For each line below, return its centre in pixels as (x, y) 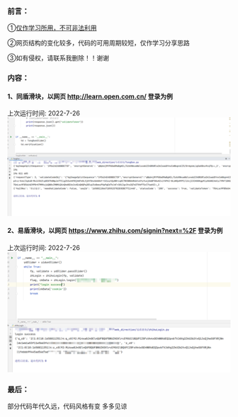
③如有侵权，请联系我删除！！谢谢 (58, 58)
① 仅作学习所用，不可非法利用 (52, 28)
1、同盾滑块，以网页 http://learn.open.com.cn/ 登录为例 (90, 96)
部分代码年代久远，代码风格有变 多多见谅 (67, 406)
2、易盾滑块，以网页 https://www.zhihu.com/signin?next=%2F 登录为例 (115, 231)
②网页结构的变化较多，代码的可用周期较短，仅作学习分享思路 (98, 43)
